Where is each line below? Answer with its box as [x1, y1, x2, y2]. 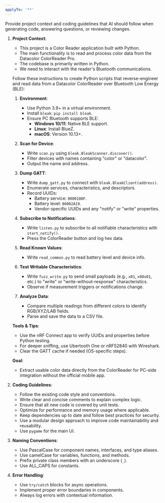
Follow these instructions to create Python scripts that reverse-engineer [12, 75, 159, 81]
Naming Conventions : [12, 437, 58, 443]
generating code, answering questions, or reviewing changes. [5, 26, 131, 32]
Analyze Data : [19, 293, 49, 299]
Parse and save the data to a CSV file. [27, 313, 104, 319]
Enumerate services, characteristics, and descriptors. [27, 185, 136, 191]
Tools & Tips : [12, 323, 39, 328]
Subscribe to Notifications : [19, 215, 76, 221]
